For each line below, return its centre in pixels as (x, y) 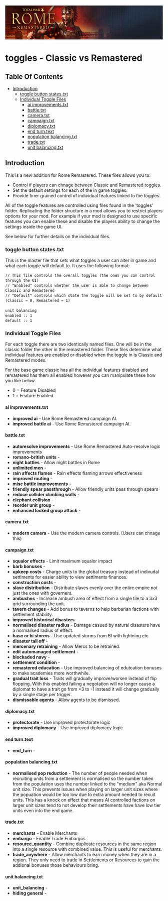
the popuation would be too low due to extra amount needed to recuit (84, 795)
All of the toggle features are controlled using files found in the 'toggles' (79, 205)
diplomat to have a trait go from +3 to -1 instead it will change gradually (86, 689)
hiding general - (29, 893)
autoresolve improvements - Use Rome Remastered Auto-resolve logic (86, 446)
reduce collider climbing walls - (46, 494)
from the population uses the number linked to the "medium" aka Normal (87, 783)
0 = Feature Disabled (34, 390)
